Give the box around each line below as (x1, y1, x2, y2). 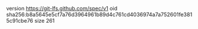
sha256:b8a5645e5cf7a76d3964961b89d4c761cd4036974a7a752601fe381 (6, 11, 193, 18)
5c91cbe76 (6, 17, 33, 24)
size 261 (34, 17, 55, 24)
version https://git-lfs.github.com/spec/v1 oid (6, 5, 118, 12)
